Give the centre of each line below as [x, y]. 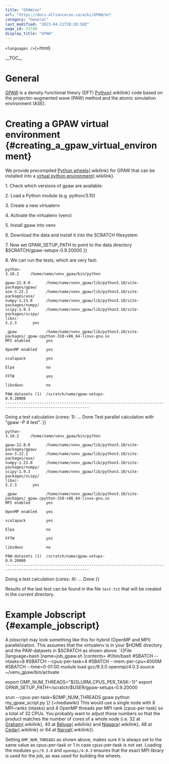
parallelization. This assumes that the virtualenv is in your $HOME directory [84, 645]
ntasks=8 [15, 661]
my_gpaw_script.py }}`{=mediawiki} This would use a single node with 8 [80, 702]
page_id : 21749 [21, 29]
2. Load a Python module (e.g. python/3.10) [50, 195]
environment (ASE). [26, 103]
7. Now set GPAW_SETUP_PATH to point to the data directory [69, 245]
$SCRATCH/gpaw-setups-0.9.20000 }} [46, 250]
